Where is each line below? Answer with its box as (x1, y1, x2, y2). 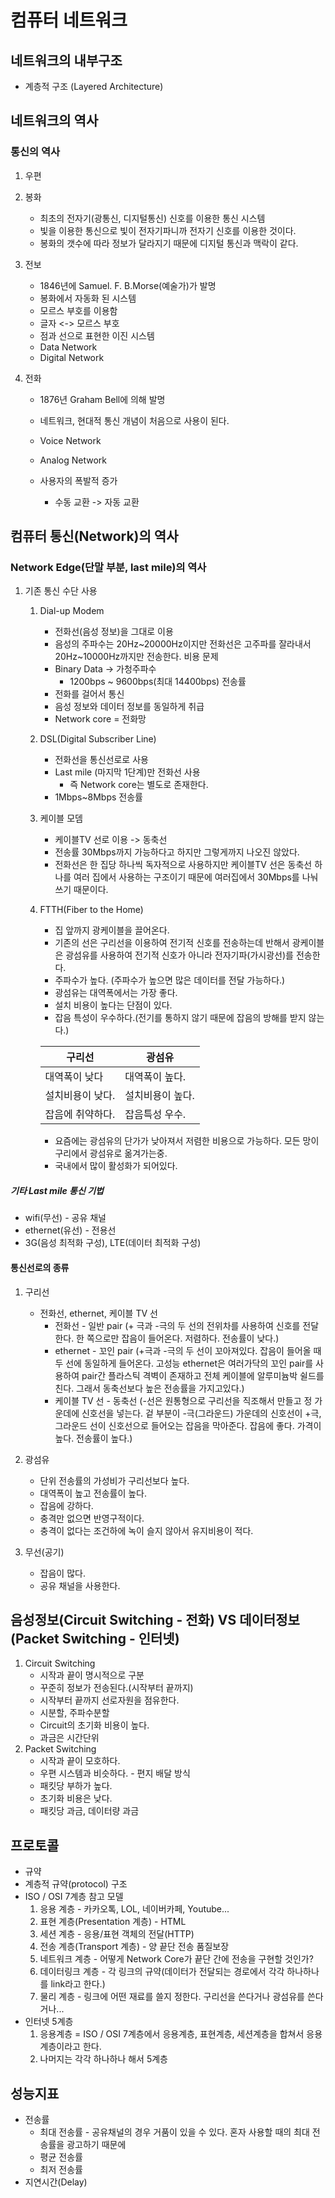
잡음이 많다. (39, 1567, 86, 1579)
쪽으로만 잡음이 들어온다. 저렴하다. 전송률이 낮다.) (86, 1332, 280, 1344)
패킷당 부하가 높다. (39, 1780, 113, 1792)
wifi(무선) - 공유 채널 (24, 1212, 107, 1224)
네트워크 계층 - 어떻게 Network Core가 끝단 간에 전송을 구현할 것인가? (39, 1953, 314, 1965)
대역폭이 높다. (124, 1070, 187, 1084)
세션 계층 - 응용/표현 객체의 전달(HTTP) (39, 1928, 195, 1940)
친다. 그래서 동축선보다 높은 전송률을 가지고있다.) (54, 1382, 245, 1394)
